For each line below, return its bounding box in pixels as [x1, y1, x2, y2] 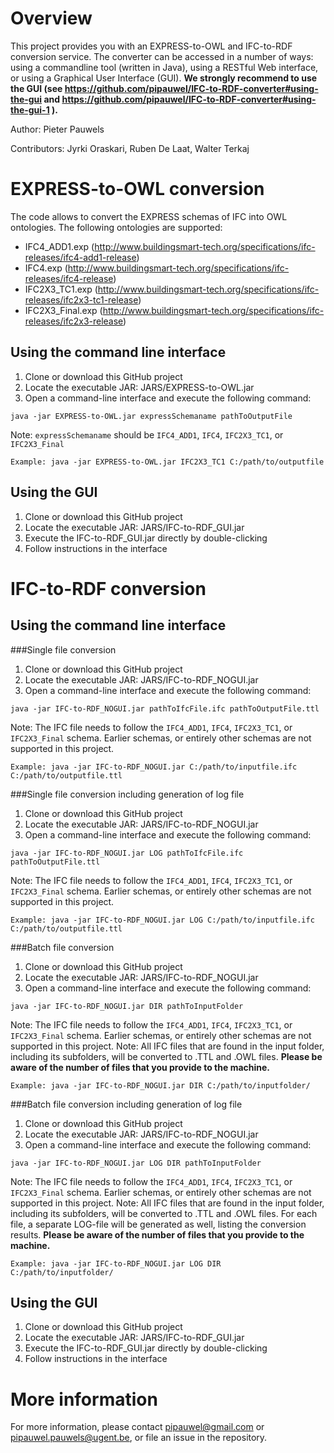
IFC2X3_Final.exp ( [24, 304, 103, 316]
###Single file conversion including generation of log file [10, 788, 245, 800]
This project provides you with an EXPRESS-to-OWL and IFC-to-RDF [10, 40, 293, 52]
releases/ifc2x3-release [24, 315, 124, 327]
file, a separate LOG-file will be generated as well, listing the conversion [10, 1218, 307, 1230]
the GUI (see [10, 82, 63, 94]
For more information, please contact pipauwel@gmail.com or [10, 1421, 265, 1433]
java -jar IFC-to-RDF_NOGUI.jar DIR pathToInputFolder [10, 1001, 244, 1011]
